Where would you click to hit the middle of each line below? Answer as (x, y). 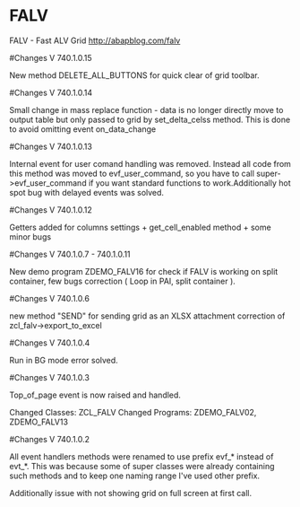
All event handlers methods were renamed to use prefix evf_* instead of (141, 456)
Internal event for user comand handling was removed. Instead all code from (150, 163)
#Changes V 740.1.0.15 (51, 57)
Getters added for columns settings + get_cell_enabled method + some (140, 227)
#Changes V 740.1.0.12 (51, 210)
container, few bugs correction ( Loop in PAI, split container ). (122, 281)
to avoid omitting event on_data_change (83, 129)
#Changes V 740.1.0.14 (51, 92)
